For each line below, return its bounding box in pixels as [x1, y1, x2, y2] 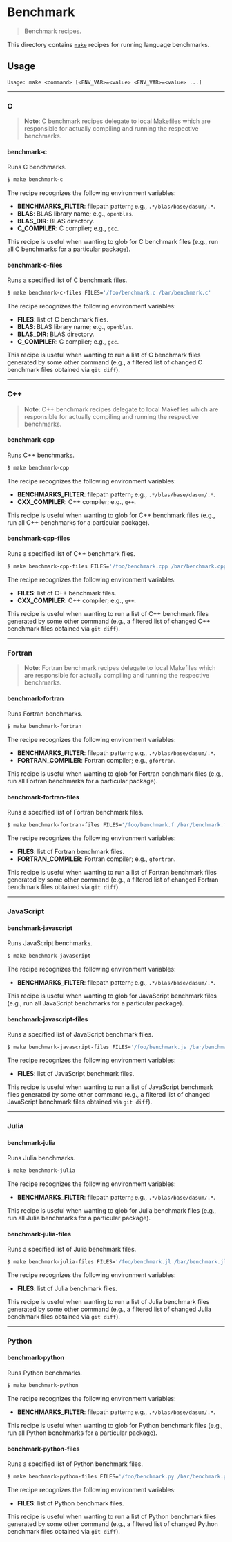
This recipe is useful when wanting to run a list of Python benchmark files [7, 1512, 217, 1521]
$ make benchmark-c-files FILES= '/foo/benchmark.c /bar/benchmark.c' [7, 290, 212, 297]
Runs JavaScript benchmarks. [7, 939, 93, 947]
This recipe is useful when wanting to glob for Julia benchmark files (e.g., [7, 1207, 216, 1215]
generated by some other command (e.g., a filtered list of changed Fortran [7, 875, 219, 884]
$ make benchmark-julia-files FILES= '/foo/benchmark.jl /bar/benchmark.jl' [7, 1258, 230, 1265]
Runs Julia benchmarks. [7, 1154, 76, 1162]
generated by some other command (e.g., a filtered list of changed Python [7, 1520, 219, 1528]
